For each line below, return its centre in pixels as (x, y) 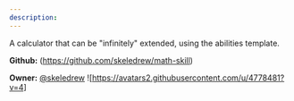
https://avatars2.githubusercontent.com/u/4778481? (189, 78)
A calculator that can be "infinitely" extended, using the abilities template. (144, 43)
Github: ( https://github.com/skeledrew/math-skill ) (101, 60)
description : (34, 17)
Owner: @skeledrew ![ (51, 78)
